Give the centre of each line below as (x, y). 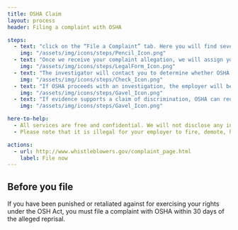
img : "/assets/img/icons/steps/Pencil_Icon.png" (93, 53)
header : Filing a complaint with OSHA (64, 27)
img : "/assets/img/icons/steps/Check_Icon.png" (91, 80)
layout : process (31, 21)
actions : (20, 145)
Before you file (40, 186)
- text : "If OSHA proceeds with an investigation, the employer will (118, 86)
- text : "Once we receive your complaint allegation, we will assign (118, 60)
